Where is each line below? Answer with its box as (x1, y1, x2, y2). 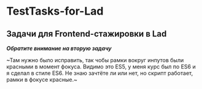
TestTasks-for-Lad (6, 4, 104, 18)
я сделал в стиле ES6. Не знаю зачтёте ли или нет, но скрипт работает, (6, 69, 193, 77)
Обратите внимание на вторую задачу (6, 44, 112, 52)
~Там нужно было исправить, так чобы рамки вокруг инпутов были (6, 57, 184, 63)
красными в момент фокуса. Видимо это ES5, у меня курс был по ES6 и (6, 63, 196, 70)
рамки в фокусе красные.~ (6, 76, 78, 83)
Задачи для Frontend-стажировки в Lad (6, 29, 167, 39)
